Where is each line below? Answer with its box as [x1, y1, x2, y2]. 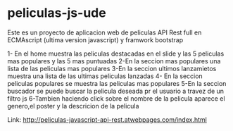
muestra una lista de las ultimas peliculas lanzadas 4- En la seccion [7, 72, 203, 80]
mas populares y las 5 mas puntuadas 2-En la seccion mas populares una [7, 56, 221, 65]
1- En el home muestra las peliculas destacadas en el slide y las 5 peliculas [7, 49, 225, 58]
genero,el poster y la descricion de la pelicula [7, 101, 139, 110]
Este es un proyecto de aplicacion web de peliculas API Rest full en [7, 28, 202, 37]
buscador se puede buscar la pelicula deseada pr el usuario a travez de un [7, 87, 224, 95]
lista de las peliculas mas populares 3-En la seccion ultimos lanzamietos [7, 64, 217, 73]
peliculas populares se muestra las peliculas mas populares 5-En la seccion [7, 79, 227, 87]
